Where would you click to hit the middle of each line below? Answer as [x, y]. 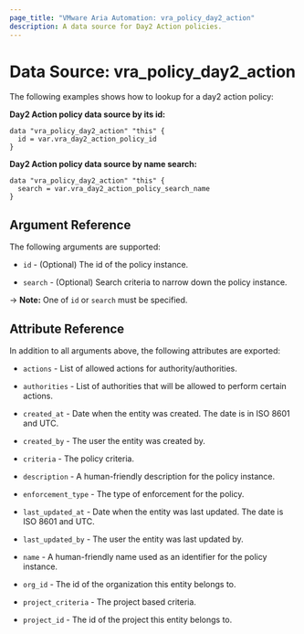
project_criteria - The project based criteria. [109, 602]
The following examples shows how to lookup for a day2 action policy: [142, 97]
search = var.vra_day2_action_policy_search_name [114, 189]
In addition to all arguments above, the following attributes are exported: [145, 351]
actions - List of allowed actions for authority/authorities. [130, 369]
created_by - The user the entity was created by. [114, 441]
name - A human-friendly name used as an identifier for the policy [145, 557]
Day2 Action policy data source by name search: [104, 164]
